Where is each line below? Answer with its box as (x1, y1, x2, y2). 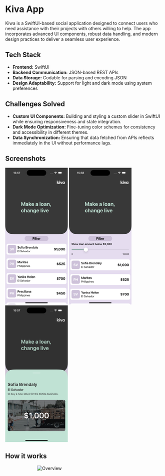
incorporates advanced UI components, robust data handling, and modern (5, 31, 158, 37)
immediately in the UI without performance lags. (12, 139, 111, 146)
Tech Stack (5, 51, 41, 59)
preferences (12, 85, 38, 91)
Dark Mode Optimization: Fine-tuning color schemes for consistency (12, 124, 156, 130)
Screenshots (5, 154, 46, 163)
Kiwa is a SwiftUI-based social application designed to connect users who (5, 20, 158, 26)
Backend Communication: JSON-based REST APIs (12, 69, 118, 75)
